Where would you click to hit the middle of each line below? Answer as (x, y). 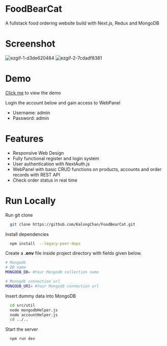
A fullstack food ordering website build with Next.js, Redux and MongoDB (82, 23)
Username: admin (31, 113)
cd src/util (23, 305)
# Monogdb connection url (33, 282)
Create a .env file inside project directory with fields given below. (74, 253)
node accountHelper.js (34, 315)
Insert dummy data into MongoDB (41, 296)
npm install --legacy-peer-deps (45, 244)
